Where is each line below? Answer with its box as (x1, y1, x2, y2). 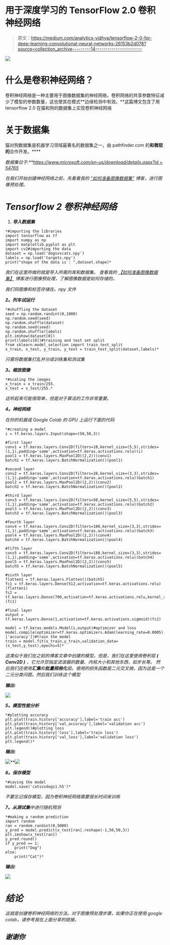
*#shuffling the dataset (5, 307, 58, 312)
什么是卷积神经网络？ (5, 75, 94, 86)
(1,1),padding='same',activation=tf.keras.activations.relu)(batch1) (5, 475, 155, 480)
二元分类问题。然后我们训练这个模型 (5, 672, 81, 678)
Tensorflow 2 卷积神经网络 (5, 201, 117, 212)
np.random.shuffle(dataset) (5, 320, 65, 325)
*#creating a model (5, 427, 46, 432)
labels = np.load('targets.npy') (5, 255, 76, 260)
